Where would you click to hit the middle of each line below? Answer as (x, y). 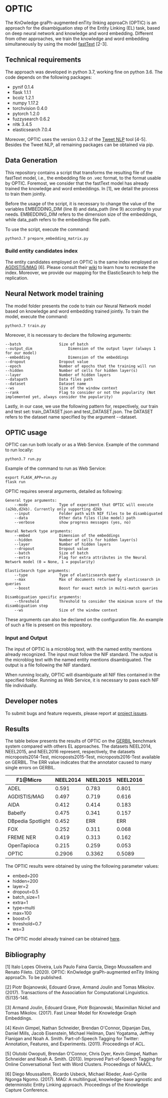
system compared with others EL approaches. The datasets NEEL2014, (78, 746)
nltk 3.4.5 (22, 124)
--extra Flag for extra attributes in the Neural (80, 558)
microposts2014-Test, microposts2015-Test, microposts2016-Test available (83, 757)
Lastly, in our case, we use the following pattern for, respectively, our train (82, 406)
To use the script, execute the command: (48, 229)
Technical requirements (43, 60)
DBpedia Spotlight (29, 821)
